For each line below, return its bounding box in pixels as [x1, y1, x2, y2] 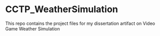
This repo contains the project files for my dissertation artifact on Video [5, 20, 155, 26]
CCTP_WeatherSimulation [5, 4, 118, 15]
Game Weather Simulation [5, 25, 60, 31]
